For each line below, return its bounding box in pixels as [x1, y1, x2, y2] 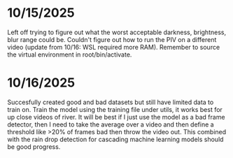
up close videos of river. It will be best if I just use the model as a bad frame [7, 113, 225, 121]
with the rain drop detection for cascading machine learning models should [7, 135, 224, 143]
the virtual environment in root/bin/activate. [7, 50, 132, 59]
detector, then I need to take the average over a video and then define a [7, 120, 215, 129]
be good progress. [7, 142, 61, 151]
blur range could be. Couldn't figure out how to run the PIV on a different [7, 35, 217, 43]
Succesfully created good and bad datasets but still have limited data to [7, 98, 214, 106]
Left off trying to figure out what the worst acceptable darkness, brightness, [7, 28, 226, 36]
